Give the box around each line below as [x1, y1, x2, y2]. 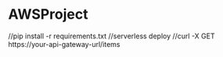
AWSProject [8, 5, 88, 23]
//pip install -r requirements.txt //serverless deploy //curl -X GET [8, 31, 215, 41]
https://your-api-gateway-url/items [8, 39, 120, 48]
